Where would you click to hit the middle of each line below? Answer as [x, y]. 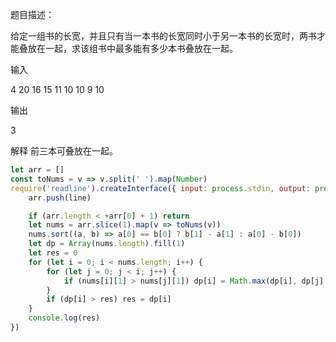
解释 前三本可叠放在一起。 [64, 151]
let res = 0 [53, 253]
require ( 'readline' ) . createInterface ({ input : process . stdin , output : [160, 188]
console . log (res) [64, 318]
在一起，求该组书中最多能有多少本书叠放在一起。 [137, 48]
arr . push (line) [60, 198]
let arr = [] [37, 170]
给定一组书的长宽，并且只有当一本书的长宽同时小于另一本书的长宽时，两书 [163, 36]
